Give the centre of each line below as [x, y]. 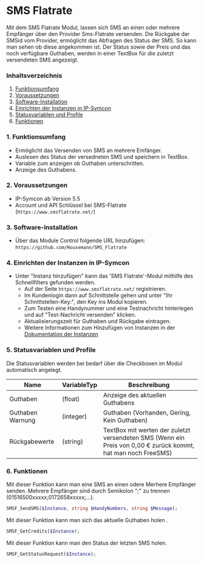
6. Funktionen [27, 471]
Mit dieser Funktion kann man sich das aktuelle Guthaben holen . [87, 520]
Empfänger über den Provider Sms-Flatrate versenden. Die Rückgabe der [98, 33]
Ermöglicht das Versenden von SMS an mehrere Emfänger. [89, 150]
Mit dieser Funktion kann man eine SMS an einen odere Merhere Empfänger [101, 484]
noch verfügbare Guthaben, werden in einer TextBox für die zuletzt [90, 53]
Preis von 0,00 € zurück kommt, [149, 445]
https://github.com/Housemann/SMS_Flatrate [71, 248]
